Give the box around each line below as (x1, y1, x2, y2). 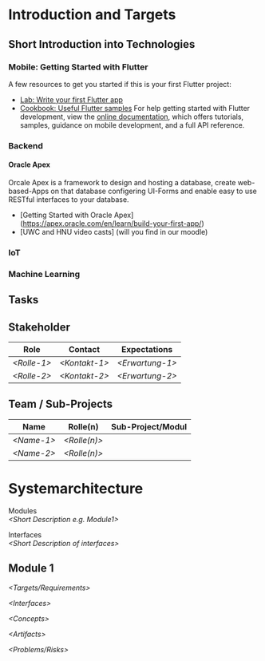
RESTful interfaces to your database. (8, 195, 129, 204)
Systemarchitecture (8, 480, 144, 498)
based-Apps (8, 186, 49, 196)
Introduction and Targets (8, 6, 176, 24)
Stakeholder (8, 320, 70, 334)
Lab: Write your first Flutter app (19, 94, 124, 105)
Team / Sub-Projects (8, 398, 113, 411)
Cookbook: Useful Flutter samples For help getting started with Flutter (19, 103, 250, 113)
